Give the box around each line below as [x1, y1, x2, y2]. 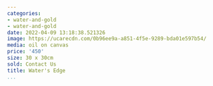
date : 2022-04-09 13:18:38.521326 [7, 29, 106, 36]
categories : [7, 10, 41, 17]
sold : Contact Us [7, 61, 57, 68]
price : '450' [7, 48, 45, 55]
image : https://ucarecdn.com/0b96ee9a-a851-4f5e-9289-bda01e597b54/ [7, 35, 207, 42]
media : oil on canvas [7, 42, 69, 48]
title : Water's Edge [7, 67, 66, 74]
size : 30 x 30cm [7, 55, 53, 61]
